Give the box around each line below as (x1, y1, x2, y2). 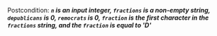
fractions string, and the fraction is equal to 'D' (7, 21, 152, 29)
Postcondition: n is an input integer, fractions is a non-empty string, (7, 6, 211, 14)
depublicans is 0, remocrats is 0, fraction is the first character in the (7, 13, 209, 22)
